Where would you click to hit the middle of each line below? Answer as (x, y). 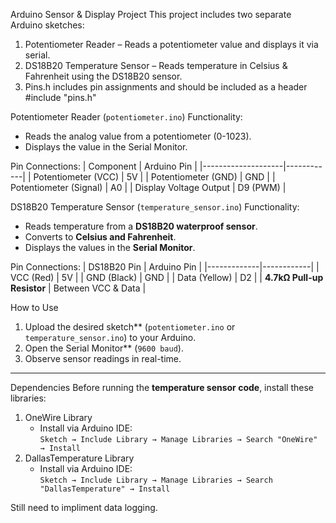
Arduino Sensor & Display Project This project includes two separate (151, 14)
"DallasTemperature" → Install (105, 489)
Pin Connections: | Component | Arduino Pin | (104, 166)
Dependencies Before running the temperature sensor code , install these (162, 387)
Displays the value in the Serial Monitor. (106, 147)
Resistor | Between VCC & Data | (78, 288)
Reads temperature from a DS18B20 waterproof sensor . (141, 226)
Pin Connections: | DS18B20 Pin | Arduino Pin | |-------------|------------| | (165, 267)
